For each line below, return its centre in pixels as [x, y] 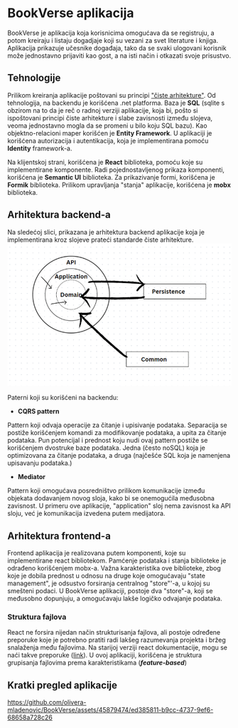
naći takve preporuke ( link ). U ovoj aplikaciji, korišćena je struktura [105, 655]
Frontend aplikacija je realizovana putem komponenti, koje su [97, 553]
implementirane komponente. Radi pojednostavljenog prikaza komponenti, [116, 170]
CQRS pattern [38, 411]
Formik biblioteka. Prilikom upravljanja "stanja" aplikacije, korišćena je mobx [119, 185]
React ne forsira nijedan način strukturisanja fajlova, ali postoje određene [114, 632]
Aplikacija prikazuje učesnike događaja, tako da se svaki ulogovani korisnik [117, 48]
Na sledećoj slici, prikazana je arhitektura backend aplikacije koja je [106, 232]
